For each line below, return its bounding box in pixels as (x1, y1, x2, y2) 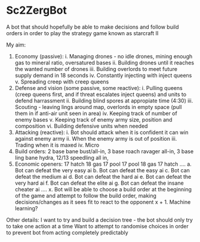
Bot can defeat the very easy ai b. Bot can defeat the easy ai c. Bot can (14, 166, 190, 173)
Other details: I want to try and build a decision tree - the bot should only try (6, 216, 193, 224)
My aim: (6, 41, 26, 48)
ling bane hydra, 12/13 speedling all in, (14, 154, 109, 161)
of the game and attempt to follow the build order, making (14, 192, 157, 199)
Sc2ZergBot (6, 4, 67, 17)
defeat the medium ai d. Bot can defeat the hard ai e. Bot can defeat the (14, 173, 192, 180)
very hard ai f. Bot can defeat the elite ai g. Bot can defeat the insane (14, 179, 184, 187)
